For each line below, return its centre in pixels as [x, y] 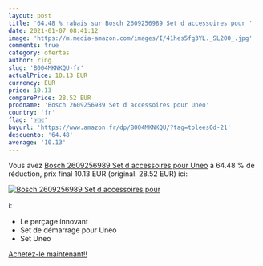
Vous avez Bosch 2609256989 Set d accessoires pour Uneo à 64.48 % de [131, 165]
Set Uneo [35, 238]
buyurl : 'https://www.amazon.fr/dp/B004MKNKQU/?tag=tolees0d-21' [119, 127]
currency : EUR [32, 83]
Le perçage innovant [54, 221]
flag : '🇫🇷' [28, 120]
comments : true [34, 46]
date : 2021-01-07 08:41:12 [53, 30]
